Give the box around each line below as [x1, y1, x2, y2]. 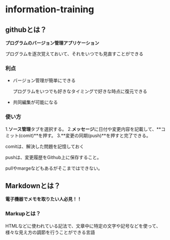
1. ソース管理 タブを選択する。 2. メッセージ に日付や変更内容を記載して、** [5, 126, 161, 132]
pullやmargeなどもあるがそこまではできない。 [5, 165, 103, 171]
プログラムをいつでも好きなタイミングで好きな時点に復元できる [12, 88, 147, 94]
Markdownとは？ [5, 181, 61, 190]
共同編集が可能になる [12, 99, 58, 106]
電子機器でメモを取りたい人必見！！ [5, 196, 82, 202]
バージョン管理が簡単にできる [12, 77, 76, 84]
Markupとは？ [5, 210, 41, 217]
